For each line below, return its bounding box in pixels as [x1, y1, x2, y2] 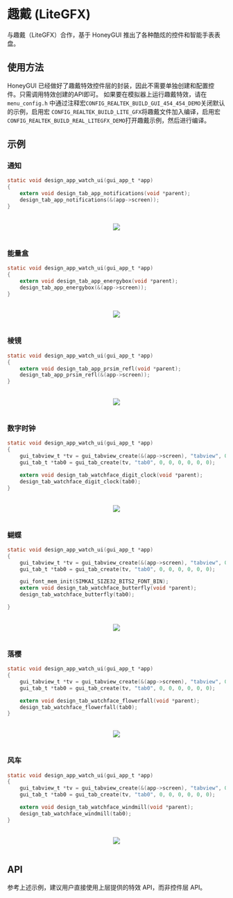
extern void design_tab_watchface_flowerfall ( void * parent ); [19, 697, 200, 704]
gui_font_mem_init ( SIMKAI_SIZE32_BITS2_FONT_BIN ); [19, 578, 169, 585]
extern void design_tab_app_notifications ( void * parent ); [19, 190, 191, 197]
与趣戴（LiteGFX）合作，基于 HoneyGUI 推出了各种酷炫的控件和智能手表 [7, 31, 215, 39]
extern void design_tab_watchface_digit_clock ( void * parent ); [19, 472, 203, 479]
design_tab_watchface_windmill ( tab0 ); [19, 810, 132, 817]
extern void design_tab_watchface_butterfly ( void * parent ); [19, 585, 197, 592]
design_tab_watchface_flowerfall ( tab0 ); [19, 704, 138, 710]
